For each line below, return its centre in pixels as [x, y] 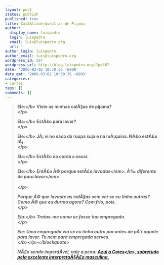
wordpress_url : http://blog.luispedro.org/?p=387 [57, 65]
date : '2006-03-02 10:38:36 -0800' [42, 70]
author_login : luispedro [31, 51]
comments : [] [19, 93]
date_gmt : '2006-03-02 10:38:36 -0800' [46, 74]
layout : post [19, 10]
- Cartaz [14, 83]
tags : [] [14, 88]
